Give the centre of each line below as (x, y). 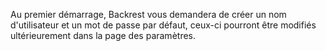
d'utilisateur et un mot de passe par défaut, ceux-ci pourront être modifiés (163, 25)
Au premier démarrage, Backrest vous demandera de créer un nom (148, 14)
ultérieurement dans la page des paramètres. (103, 35)
